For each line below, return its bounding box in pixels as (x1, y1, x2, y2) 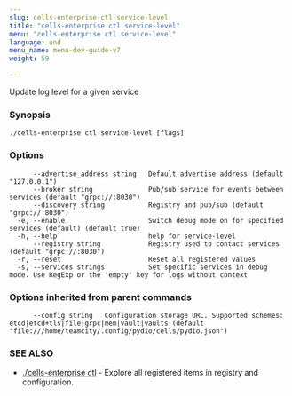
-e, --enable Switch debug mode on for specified (17, 216, 284, 225)
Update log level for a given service (9, 86, 139, 97)
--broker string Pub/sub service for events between (32, 185, 284, 194)
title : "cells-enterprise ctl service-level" (9, 21, 180, 30)
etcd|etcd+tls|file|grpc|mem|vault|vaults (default (9, 319, 204, 328)
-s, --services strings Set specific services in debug (17, 263, 268, 272)
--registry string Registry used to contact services (32, 239, 280, 249)
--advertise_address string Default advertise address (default (32, 170, 284, 178)
